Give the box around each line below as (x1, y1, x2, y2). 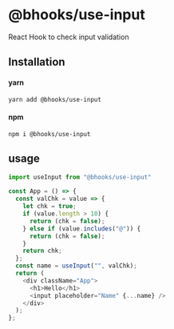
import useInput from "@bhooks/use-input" (8, 173, 152, 181)
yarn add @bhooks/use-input (8, 95, 102, 103)
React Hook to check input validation (8, 32, 129, 42)
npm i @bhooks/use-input (8, 130, 91, 138)
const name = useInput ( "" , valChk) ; (15, 262, 137, 270)
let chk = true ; (22, 203, 77, 211)
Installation (8, 55, 65, 69)
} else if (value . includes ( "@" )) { (22, 224, 141, 233)
